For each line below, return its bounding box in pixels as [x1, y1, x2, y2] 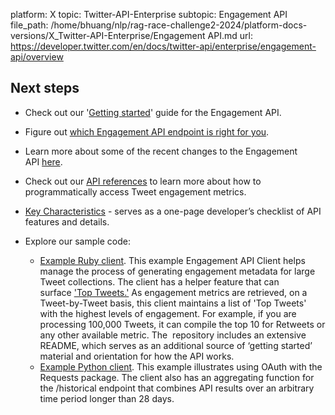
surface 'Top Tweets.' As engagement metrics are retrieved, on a [39, 286, 308, 298]
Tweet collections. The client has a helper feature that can [39, 275, 280, 288]
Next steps [10, 80, 80, 97]
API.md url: [207, 30, 253, 41]
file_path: [10, 19, 49, 31]
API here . [24, 155, 63, 168]
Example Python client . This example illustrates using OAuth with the [39, 360, 323, 373]
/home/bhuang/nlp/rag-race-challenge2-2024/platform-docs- [50, 19, 308, 31]
